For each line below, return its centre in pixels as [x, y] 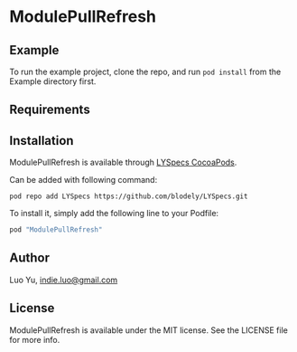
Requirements [50, 110]
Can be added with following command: [84, 180]
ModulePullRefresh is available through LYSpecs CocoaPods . [123, 162]
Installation [42, 141]
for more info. [35, 339]
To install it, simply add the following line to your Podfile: [114, 214]
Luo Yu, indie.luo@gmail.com [64, 280]
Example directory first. [53, 81]
